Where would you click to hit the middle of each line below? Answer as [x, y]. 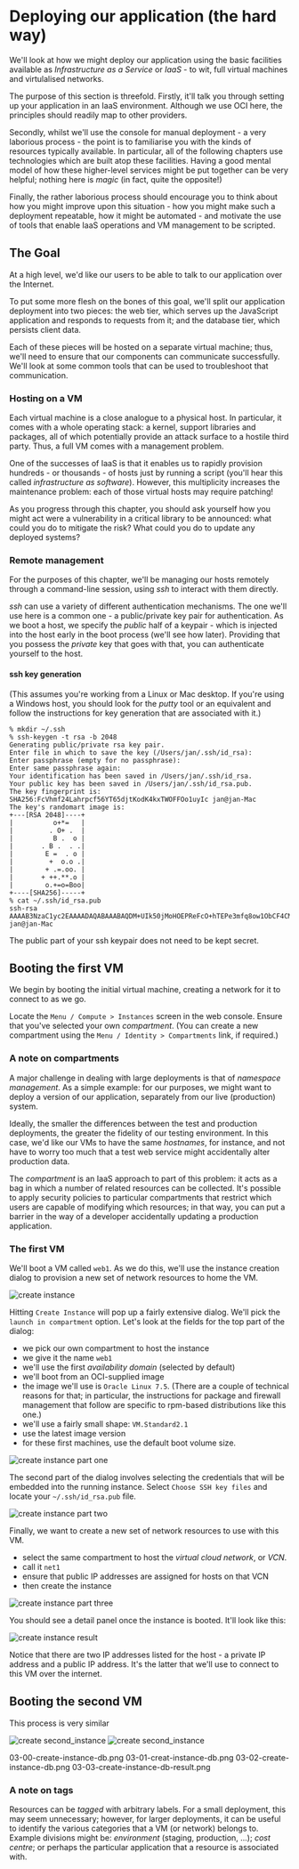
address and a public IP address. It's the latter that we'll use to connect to [144, 1664]
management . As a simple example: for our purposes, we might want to [140, 1087]
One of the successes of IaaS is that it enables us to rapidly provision [136, 464]
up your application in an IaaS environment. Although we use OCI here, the [146, 105]
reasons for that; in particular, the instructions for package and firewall [151, 1396]
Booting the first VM [67, 968]
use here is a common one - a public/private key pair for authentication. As [146, 616]
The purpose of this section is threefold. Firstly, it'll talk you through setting [147, 96]
